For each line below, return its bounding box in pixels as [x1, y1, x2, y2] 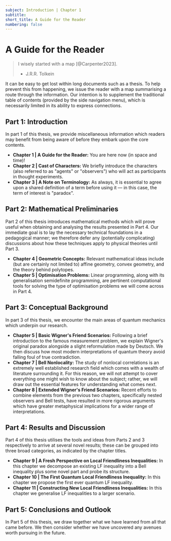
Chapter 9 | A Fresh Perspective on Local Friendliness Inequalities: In [12, 457, 163, 464]
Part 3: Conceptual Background [5, 303, 108, 312]
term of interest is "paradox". [12, 190, 74, 196]
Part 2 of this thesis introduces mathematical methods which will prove [5, 218, 156, 225]
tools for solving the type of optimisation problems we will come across [12, 283, 164, 289]
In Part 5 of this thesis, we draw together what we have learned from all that [5, 519, 166, 525]
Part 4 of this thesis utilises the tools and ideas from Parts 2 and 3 [5, 437, 145, 443]
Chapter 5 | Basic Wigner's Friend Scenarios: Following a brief [12, 332, 148, 338]
